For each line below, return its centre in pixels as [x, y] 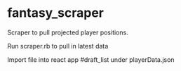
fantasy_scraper [55, 13]
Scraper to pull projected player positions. [68, 32]
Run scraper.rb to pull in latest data [58, 46]
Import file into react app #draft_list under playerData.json [91, 59]
